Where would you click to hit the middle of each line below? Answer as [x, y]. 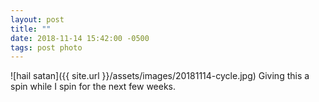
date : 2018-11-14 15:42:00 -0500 [80, 38]
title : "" [31, 29]
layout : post [37, 19]
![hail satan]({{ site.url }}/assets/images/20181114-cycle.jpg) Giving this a [160, 76]
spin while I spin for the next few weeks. [93, 87]
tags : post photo [46, 47]
